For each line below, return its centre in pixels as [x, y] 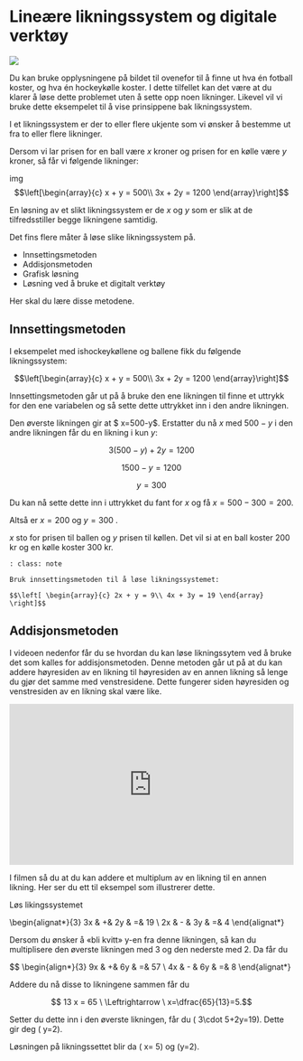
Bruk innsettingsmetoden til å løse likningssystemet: [115, 579]
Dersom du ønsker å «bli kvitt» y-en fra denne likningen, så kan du [133, 939]
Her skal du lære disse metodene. [72, 301]
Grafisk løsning [50, 274]
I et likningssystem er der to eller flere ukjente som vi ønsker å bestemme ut [150, 124]
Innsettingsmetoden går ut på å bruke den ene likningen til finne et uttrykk [147, 396]
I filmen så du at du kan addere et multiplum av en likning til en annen [138, 878]
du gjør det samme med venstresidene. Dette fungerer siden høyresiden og [149, 681]
